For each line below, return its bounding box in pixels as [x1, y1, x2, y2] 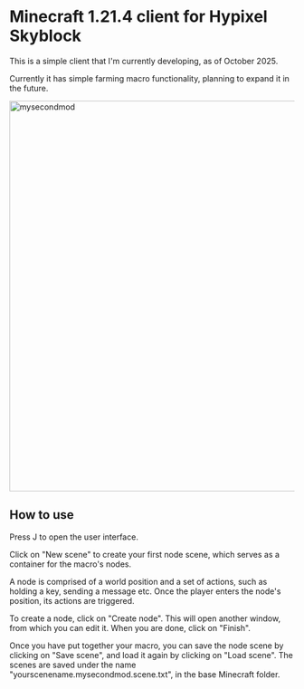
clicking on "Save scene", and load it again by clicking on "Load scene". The [9, 649, 294, 660]
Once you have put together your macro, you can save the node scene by [9, 640, 284, 651]
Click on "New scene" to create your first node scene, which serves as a [9, 549, 280, 560]
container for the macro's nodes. [9, 559, 132, 569]
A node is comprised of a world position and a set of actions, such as [9, 576, 268, 587]
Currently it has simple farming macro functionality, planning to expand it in [9, 72, 290, 83]
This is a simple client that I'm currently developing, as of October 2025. [9, 55, 279, 66]
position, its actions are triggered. [9, 595, 135, 606]
